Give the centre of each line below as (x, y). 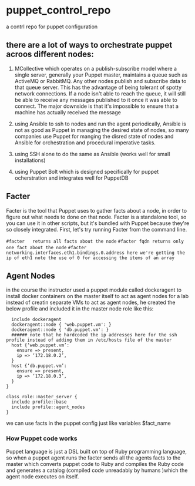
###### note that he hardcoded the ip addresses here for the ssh (94, 335)
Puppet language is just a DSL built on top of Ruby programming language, (96, 451)
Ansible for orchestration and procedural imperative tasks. (85, 143)
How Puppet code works (42, 438)
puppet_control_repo (58, 10)
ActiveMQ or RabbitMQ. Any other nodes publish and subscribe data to (100, 81)
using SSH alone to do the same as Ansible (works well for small (92, 154)
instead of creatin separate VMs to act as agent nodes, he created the (91, 302)
